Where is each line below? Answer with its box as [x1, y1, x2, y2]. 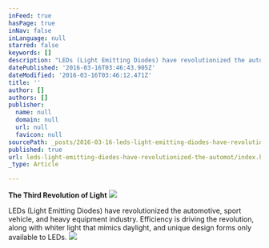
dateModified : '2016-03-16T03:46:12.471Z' [8, 71, 152, 79]
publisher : [8, 101, 45, 109]
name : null [15, 109, 52, 117]
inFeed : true [8, 11, 52, 20]
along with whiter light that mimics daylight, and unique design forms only [8, 223, 252, 233]
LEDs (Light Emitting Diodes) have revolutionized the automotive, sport [8, 206, 242, 216]
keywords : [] [8, 49, 52, 57]
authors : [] [8, 94, 48, 102]
